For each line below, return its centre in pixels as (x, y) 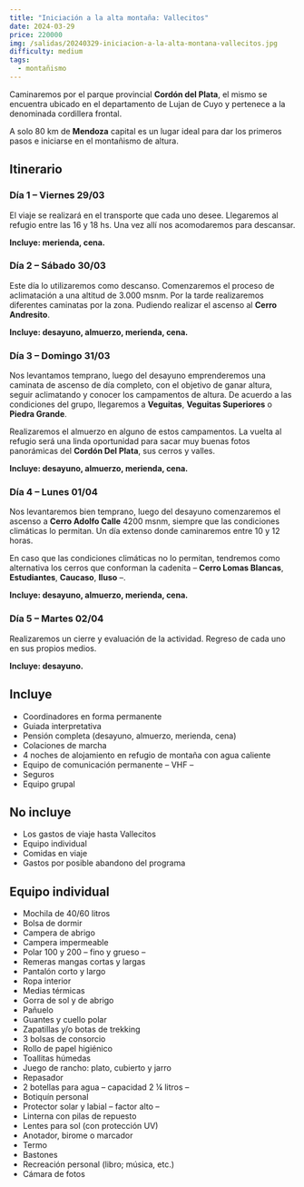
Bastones (40, 1155)
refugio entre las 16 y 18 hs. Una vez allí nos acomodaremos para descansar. (152, 224)
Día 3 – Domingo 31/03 (60, 355)
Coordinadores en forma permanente (92, 716)
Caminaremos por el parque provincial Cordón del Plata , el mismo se (138, 94)
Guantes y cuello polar (64, 1020)
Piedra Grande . (39, 414)
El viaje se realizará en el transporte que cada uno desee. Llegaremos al (144, 215)
